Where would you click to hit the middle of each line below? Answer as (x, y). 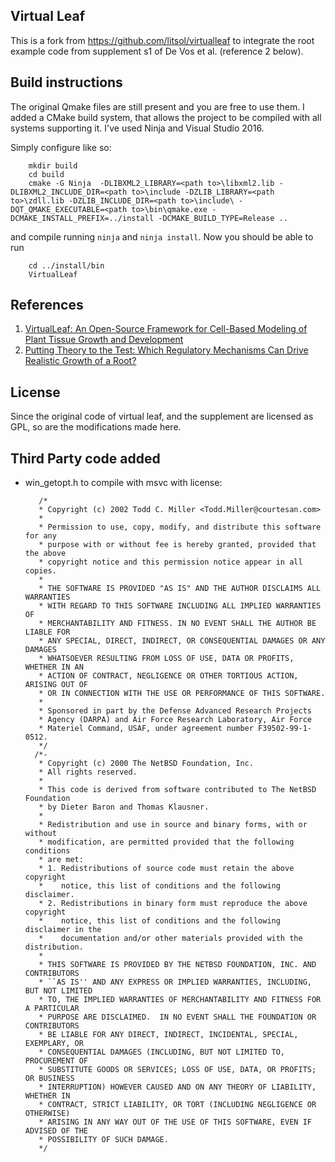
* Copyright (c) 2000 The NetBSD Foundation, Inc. (146, 764)
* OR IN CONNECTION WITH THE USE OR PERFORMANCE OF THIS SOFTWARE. (182, 694)
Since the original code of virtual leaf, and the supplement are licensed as (162, 416)
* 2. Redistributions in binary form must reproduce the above (173, 904)
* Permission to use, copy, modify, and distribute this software (180, 527)
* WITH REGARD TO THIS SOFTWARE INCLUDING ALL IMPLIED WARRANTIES (180, 606)
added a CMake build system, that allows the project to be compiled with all (166, 117)
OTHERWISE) (47, 1114)
